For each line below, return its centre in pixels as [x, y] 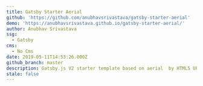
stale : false [23, 74]
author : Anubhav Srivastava [42, 29]
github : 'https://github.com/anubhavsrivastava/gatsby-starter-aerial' [98, 18]
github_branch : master [35, 62]
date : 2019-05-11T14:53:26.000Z [47, 57]
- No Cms [23, 51]
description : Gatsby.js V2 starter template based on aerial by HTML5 [98, 68]
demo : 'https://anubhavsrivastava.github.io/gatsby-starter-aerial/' [96, 23]
